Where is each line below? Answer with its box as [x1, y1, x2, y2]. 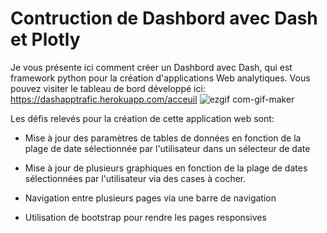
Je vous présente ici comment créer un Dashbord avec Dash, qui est [10, 61, 293, 73]
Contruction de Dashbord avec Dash [10, 7, 318, 30]
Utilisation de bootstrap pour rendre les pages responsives [24, 211, 267, 223]
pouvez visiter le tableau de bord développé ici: [10, 82, 206, 94]
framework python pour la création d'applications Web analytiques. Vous [10, 72, 311, 84]
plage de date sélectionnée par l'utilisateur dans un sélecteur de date [24, 142, 311, 154]
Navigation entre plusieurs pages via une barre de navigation [24, 192, 277, 204]
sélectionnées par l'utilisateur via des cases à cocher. [24, 172, 247, 184]
